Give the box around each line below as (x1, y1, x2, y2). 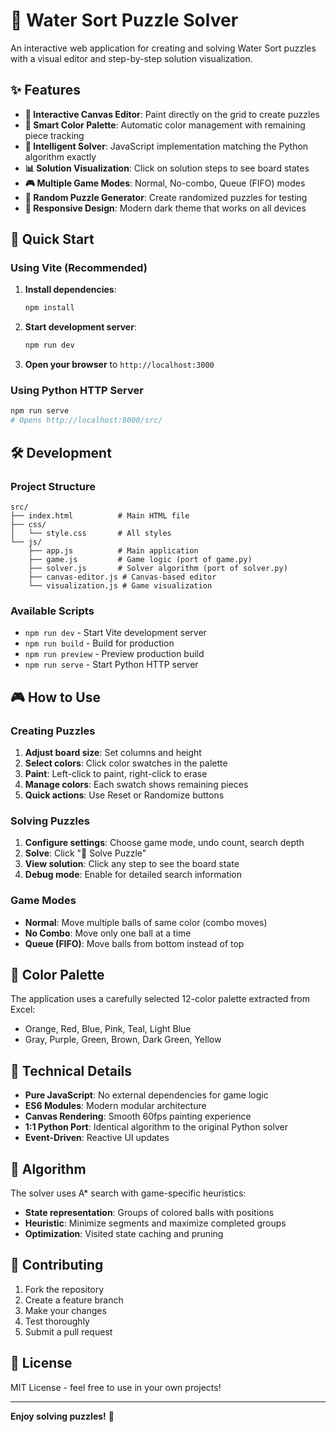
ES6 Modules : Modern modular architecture (24, 1100, 207, 1112)
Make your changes (24, 1304, 107, 1316)
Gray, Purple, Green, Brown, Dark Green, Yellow (24, 1034, 222, 1046)
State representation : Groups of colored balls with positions (24, 1206, 275, 1218)
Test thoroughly (24, 1315, 90, 1327)
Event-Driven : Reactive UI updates (24, 1132, 170, 1144)
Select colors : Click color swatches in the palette (24, 757, 228, 769)
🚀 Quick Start (10, 231, 95, 248)
